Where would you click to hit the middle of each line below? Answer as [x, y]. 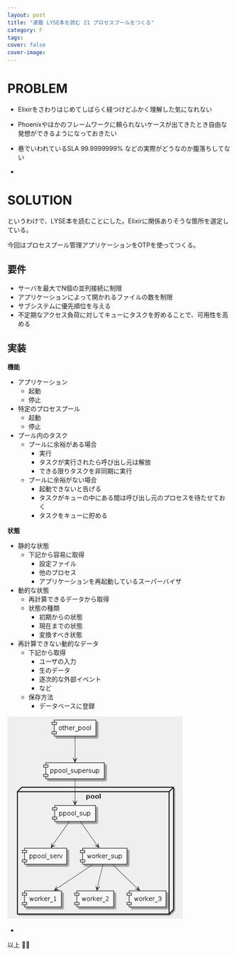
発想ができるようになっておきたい [67, 133]
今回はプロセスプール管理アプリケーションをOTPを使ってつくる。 [104, 245]
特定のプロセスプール [49, 409]
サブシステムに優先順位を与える [64, 305]
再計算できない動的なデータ [58, 644]
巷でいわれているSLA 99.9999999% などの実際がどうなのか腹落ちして [121, 148]
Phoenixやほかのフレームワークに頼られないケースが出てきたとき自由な [122, 124]
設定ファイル [57, 563]
